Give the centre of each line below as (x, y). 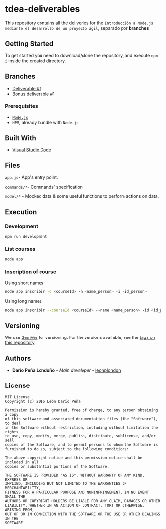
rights (12, 432)
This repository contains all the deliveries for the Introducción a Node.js (79, 23)
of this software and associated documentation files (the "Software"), (82, 419)
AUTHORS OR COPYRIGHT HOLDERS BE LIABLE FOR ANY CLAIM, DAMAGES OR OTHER (83, 501)
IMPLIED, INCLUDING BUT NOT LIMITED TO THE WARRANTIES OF (66, 483)
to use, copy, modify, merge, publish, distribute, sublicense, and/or (80, 436)
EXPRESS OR (16, 479)
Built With (21, 138)
